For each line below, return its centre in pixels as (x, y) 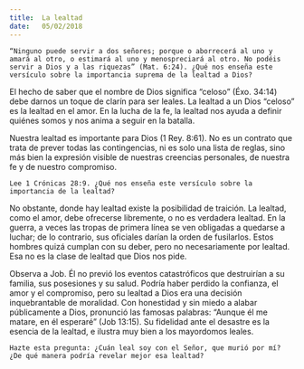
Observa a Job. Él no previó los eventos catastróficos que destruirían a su (147, 273)
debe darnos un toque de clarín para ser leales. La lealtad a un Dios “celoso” (152, 101)
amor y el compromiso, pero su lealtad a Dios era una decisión (126, 293)
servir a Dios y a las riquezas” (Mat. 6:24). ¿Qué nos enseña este (141, 67)
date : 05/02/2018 (46, 26)
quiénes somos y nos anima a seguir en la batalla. (102, 120)
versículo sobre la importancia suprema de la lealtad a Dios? (131, 75)
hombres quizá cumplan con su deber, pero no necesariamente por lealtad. (150, 246)
